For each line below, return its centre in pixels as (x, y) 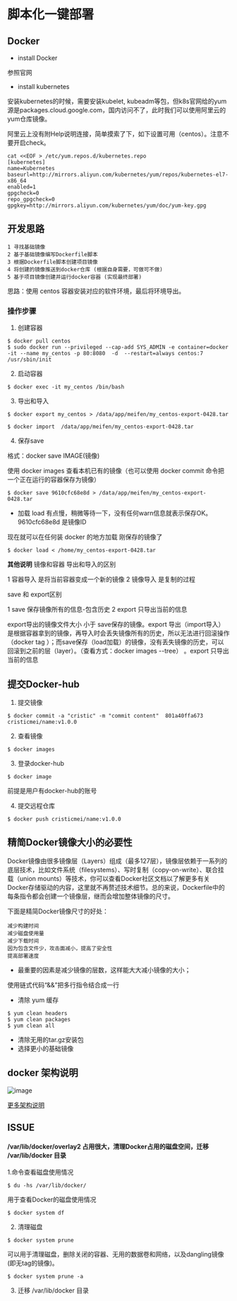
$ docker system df (36, 1213)
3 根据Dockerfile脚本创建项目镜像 (53, 262)
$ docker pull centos (39, 341)
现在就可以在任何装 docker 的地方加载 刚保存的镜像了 (85, 537)
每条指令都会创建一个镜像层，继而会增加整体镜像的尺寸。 (91, 896)
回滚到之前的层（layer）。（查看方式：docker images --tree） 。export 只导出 (118, 651)
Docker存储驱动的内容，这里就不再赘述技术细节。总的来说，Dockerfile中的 (116, 887)
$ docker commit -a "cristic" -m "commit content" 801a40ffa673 (105, 715)
